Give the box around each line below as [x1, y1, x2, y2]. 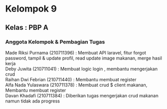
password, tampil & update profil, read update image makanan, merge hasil [5, 55, 162, 61]
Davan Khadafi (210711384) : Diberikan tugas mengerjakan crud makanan [5, 92, 159, 98]
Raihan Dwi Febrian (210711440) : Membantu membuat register [5, 76, 137, 82]
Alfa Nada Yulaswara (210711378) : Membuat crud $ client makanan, [5, 82, 148, 88]
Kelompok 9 [5, 3, 57, 15]
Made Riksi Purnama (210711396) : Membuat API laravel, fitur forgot [5, 49, 146, 56]
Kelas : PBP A [5, 23, 49, 32]
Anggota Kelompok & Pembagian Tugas [5, 38, 105, 45]
